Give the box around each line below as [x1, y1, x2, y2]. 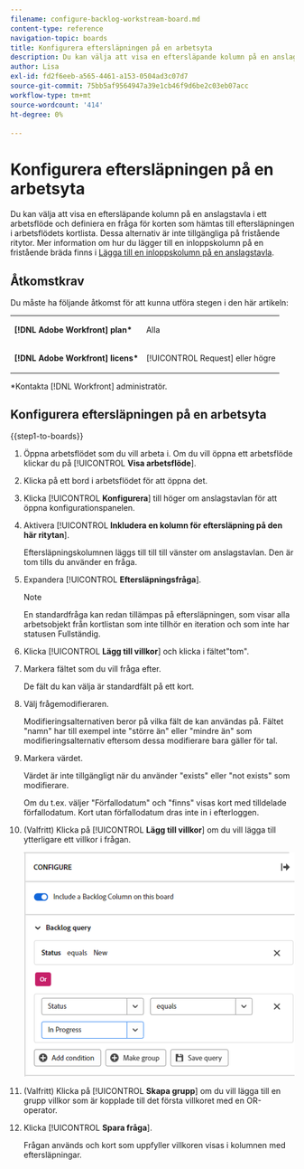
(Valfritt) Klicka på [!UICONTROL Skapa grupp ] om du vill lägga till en [23, 1086, 281, 1097]
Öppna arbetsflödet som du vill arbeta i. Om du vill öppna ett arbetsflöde [23, 448, 293, 459]
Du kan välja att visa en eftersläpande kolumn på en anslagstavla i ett [10, 209, 267, 220]
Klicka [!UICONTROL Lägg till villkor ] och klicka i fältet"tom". [23, 646, 250, 657]
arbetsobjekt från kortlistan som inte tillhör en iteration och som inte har [23, 619, 290, 630]
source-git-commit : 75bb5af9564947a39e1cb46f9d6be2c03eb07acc [10, 81, 249, 90]
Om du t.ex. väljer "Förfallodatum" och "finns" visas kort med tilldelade [23, 797, 287, 808]
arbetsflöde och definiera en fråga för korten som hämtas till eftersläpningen [10, 218, 295, 230]
